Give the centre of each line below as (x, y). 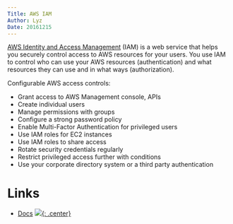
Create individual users (51, 105)
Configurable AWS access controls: (59, 83)
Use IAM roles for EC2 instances (65, 134)
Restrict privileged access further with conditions (89, 157)
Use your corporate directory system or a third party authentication (115, 165)
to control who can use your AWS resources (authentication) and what (109, 62)
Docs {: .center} (44, 213)
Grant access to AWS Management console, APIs (89, 97)
